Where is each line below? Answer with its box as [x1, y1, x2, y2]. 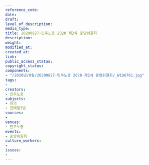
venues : [5, 119, 22, 125]
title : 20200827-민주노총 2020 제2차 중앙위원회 [5, 31, 97, 36]
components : [5, 68, 30, 73]
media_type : [5, 26, 30, 31]
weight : [5, 40, 22, 45]
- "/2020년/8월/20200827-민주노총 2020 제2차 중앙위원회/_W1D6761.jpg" [5, 73, 144, 78]
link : [5, 54, 17, 59]
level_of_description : [5, 21, 53, 27]
